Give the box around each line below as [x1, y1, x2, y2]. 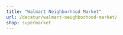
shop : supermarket [6, 20, 51, 26]
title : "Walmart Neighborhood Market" [6, 8, 102, 15]
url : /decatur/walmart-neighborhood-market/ [6, 14, 118, 20]
